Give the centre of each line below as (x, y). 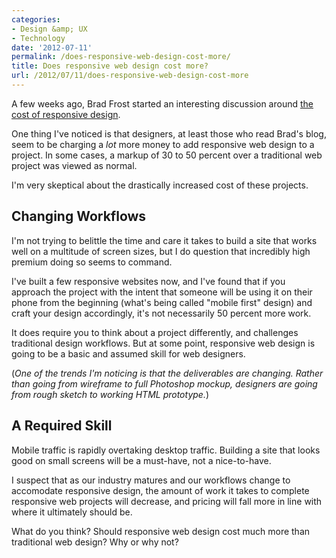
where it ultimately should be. (72, 512)
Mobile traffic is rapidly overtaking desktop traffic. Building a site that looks (166, 450)
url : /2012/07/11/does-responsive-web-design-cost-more (130, 76)
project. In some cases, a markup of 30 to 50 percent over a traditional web (167, 155)
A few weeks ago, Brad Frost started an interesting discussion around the (162, 103)
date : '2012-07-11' (52, 47)
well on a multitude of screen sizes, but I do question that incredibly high (161, 251)
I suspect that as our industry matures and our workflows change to (151, 480)
